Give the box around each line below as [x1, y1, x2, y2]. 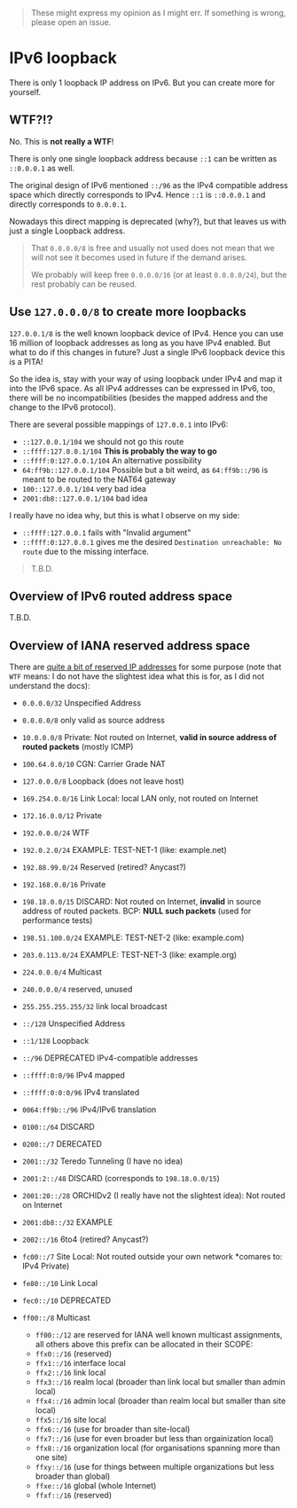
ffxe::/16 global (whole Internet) [35, 1480, 157, 1491]
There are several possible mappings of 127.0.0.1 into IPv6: [9, 419, 229, 430]
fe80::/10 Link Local [21, 1278, 98, 1289]
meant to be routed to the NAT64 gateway [21, 474, 176, 485]
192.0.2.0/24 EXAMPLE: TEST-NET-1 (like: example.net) [21, 845, 228, 856]
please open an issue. [30, 17, 112, 28]
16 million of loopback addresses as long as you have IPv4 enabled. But [9, 337, 270, 348]
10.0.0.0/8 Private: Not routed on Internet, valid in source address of [21, 732, 277, 743]
